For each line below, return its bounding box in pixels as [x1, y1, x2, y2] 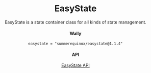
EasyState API [61, 62, 90, 69]
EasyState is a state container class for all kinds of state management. [4, 19, 147, 25]
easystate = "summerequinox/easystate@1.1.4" [28, 41, 123, 47]
